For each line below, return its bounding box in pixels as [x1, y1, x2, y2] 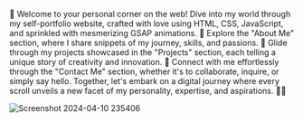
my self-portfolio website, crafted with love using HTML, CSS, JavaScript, [9, 18, 284, 29]
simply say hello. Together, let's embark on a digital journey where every [9, 76, 280, 86]
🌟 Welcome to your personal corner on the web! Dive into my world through [9, 9, 291, 19]
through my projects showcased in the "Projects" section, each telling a [9, 47, 276, 58]
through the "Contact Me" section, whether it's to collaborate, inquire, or [9, 66, 279, 77]
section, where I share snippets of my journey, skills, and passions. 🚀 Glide [9, 37, 288, 48]
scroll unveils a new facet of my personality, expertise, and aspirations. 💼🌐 [9, 86, 287, 96]
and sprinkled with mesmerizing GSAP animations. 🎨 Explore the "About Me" [9, 28, 295, 38]
